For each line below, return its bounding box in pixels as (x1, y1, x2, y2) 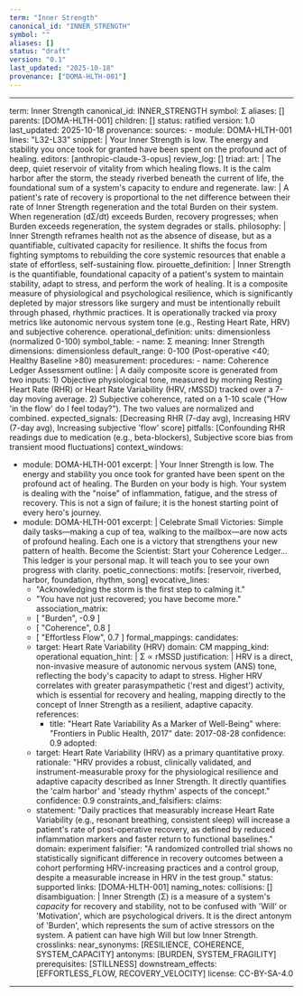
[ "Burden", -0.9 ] (35, 612, 101, 624)
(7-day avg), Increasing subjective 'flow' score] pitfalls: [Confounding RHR (9, 422, 286, 433)
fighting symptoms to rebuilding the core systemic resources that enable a (9, 249, 286, 260)
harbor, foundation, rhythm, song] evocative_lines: (22, 574, 210, 585)
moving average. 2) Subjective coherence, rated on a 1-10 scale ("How (25, 393, 288, 404)
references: (35, 709, 79, 719)
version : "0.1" (9, 55, 67, 64)
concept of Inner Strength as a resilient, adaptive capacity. (35, 699, 254, 709)
